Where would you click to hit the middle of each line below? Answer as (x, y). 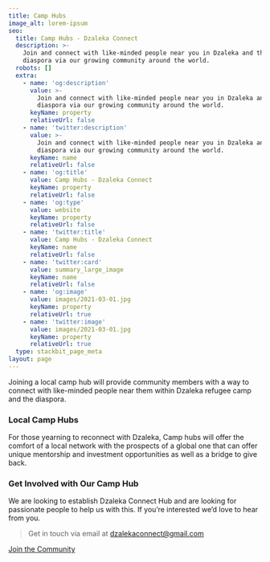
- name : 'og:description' (66, 83)
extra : (27, 75)
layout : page (30, 359)
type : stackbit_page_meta (59, 352)
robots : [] (34, 68)
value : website (55, 210)
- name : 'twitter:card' (63, 262)
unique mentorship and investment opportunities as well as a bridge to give (133, 454)
